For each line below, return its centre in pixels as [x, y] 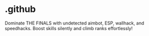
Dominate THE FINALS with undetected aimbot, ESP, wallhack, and [74, 23]
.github [20, 9]
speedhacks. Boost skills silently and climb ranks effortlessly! [69, 28]
